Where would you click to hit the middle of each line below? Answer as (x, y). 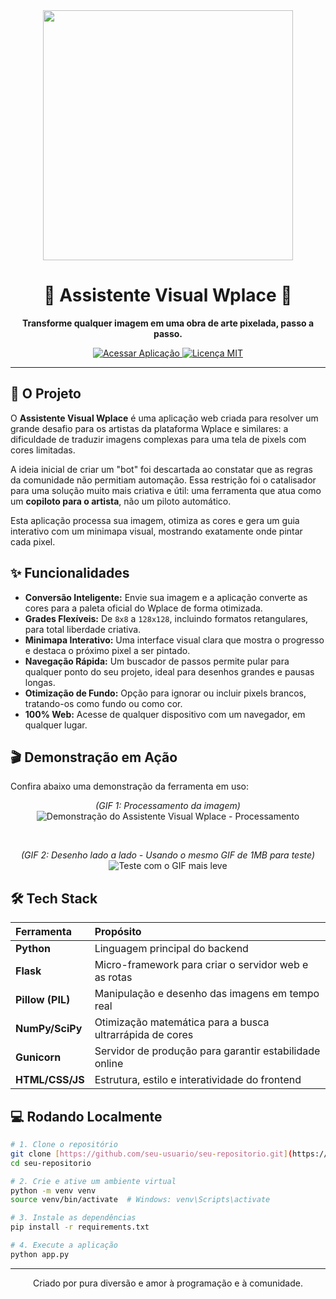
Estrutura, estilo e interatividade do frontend (198, 1080)
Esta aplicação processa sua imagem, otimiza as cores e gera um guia (155, 520)
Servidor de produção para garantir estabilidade (207, 1051)
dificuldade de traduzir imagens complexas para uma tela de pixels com (158, 439)
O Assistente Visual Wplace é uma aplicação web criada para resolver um (164, 418)
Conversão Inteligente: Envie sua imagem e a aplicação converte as (166, 597)
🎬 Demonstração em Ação (94, 757)
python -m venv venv (53, 1190)
